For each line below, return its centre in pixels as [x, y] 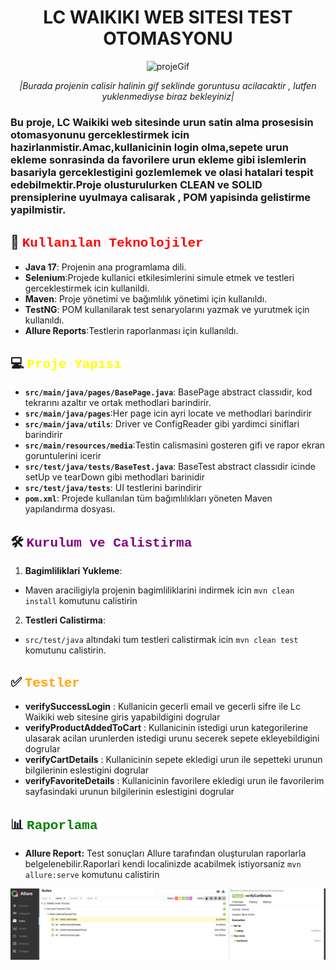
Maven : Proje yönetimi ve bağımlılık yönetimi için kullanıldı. [146, 298]
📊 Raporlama [54, 824]
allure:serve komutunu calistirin [92, 874]
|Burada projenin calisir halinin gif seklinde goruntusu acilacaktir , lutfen [168, 85]
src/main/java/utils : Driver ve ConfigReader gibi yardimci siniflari [162, 424]
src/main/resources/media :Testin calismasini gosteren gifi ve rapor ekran [175, 445]
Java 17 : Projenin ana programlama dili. [105, 267]
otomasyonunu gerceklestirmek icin [100, 134]
